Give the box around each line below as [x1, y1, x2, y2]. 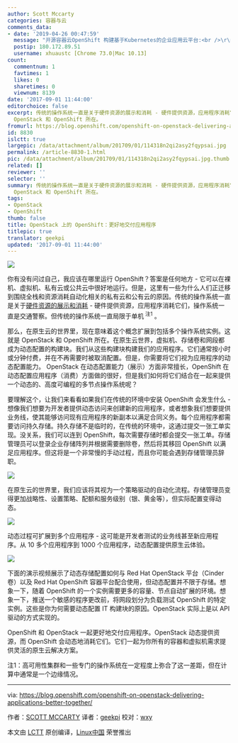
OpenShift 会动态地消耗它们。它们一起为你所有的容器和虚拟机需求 [27, 637, 220, 645]
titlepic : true [7, 228, 52, 235]
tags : [7, 195, 23, 202]
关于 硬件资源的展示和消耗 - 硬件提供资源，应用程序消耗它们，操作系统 [13, 301, 219, 310]
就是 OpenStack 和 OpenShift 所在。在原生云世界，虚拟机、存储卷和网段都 [7, 335, 225, 344]
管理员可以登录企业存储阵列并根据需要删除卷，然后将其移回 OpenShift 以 [7, 439, 220, 447]
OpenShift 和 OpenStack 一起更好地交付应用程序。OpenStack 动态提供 [7, 628, 214, 637]
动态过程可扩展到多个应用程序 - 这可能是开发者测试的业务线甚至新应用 [7, 531, 212, 540]
